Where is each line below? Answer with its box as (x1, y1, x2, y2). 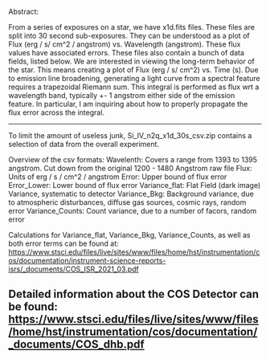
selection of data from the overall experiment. (8, 140, 159, 149)
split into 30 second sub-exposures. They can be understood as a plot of (8, 31, 251, 40)
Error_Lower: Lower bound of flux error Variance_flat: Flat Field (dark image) (8, 181, 261, 190)
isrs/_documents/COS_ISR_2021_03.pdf (8, 264, 139, 274)
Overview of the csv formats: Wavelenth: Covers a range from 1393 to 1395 (8, 155, 258, 164)
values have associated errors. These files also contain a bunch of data (8, 48, 245, 57)
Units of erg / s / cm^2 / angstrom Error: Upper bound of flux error (8, 172, 227, 182)
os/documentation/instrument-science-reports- (8, 256, 166, 265)
